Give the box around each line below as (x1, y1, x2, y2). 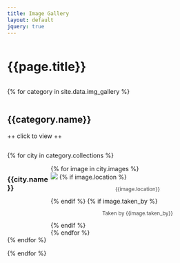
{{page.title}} (7, 59, 86, 75)
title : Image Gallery (7, 10, 70, 17)
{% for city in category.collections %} (7, 151, 114, 159)
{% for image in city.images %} (50, 165, 139, 173)
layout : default (7, 17, 54, 23)
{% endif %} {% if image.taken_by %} (50, 197, 159, 206)
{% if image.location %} (59, 173, 128, 182)
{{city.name (7, 175, 48, 184)
